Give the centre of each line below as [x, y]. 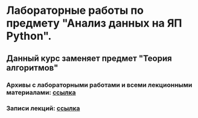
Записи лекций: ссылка [43, 108]
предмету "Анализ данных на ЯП [94, 23]
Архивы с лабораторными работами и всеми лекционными [99, 85]
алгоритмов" [32, 68]
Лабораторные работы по [75, 11]
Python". [29, 36]
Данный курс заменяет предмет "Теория [89, 58]
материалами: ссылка [41, 92]
